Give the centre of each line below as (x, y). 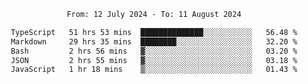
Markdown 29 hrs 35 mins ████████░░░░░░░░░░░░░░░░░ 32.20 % (154, 41)
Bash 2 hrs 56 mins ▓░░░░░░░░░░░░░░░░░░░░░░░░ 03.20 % (154, 51)
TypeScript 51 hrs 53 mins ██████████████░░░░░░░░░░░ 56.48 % (154, 32)
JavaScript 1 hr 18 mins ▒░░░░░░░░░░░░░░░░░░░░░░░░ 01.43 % (154, 70)
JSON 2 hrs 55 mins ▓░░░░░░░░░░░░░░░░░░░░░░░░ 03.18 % (154, 60)
